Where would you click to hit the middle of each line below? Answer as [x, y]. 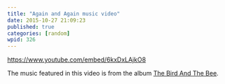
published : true [31, 27]
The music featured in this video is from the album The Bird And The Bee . [113, 73]
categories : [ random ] [39, 33]
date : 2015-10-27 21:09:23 [46, 20]
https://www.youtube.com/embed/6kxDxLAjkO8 [77, 59]
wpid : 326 [22, 40]
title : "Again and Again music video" [64, 14]
